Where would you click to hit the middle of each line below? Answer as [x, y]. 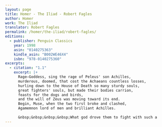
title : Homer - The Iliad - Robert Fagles [49, 14]
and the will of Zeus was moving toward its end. [69, 99]
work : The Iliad [21, 23]
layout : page [18, 9]
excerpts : [15, 63]
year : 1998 [25, 45]
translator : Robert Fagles [32, 28]
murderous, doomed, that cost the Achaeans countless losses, [82, 81]
